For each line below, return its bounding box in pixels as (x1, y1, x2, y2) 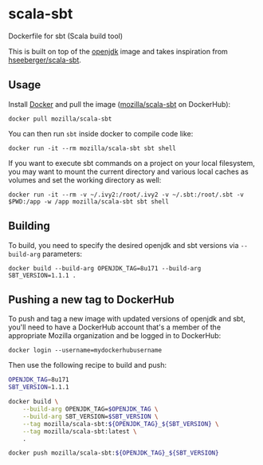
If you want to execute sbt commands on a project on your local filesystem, (8, 158, 255, 167)
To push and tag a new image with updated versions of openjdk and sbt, (8, 314, 245, 324)
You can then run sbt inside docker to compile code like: (8, 128, 194, 138)
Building (8, 219, 50, 233)
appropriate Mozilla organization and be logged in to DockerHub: (8, 331, 222, 341)
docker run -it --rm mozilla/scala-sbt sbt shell (8, 144, 177, 152)
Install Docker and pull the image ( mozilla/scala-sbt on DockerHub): (8, 99, 231, 108)
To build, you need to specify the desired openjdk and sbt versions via (8, 240, 239, 250)
